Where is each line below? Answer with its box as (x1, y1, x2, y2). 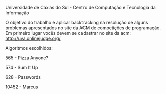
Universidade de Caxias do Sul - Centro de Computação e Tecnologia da (5, 5, 156, 10)
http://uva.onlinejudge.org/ (5, 35, 61, 41)
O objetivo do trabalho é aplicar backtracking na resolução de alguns (5, 20, 148, 25)
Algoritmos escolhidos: (5, 45, 53, 51)
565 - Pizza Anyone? (5, 55, 49, 61)
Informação (5, 10, 29, 16)
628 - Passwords (5, 74, 41, 80)
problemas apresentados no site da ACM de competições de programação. (5, 25, 161, 31)
